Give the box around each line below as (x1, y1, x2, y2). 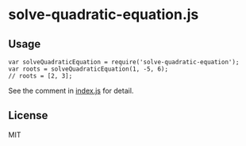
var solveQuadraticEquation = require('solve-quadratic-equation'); (8, 58, 240, 66)
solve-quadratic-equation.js (8, 6, 199, 24)
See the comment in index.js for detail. (8, 86, 134, 95)
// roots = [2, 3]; (8, 72, 73, 80)
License (8, 109, 48, 122)
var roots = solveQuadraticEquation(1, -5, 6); (8, 65, 169, 73)
